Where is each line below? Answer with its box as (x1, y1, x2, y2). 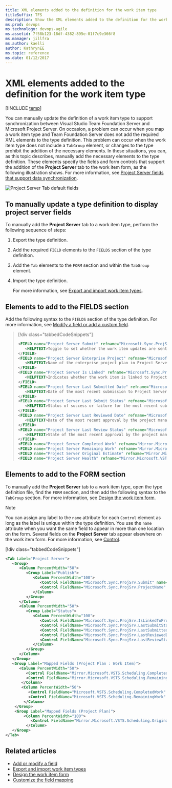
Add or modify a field (12, 760, 58, 766)
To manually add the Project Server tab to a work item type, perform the (5, 222, 158, 228)
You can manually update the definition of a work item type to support (5, 115, 153, 121)
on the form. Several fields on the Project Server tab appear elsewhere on (5, 530, 162, 537)
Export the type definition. (12, 237, 68, 243)
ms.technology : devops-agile (5, 27, 68, 32)
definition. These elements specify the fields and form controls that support (5, 159, 165, 165)
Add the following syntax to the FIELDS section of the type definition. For (5, 316, 158, 322)
